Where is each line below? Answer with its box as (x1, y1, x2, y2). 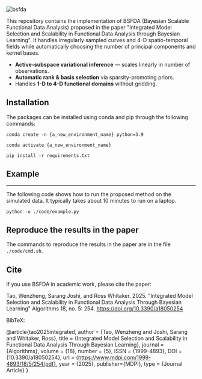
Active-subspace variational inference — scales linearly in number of (14, 61, 191, 68)
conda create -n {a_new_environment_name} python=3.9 (6, 131, 144, 138)
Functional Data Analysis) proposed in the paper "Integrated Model (6, 24, 173, 31)
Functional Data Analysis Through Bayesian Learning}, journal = (6, 341, 164, 348)
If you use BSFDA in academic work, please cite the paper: (6, 280, 152, 288)
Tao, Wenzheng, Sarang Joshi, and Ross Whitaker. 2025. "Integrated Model (6, 292, 194, 300)
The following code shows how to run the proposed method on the (6, 190, 171, 198)
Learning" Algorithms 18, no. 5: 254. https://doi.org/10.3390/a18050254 (6, 305, 183, 312)
